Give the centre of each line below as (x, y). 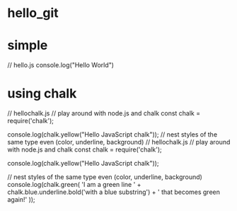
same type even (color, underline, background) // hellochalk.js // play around (119, 142)
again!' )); (21, 200)
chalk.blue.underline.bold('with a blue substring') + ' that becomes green (114, 192)
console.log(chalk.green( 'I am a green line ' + (74, 185)
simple (28, 46)
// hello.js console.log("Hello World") (61, 65)
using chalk (42, 94)
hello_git (33, 13)
